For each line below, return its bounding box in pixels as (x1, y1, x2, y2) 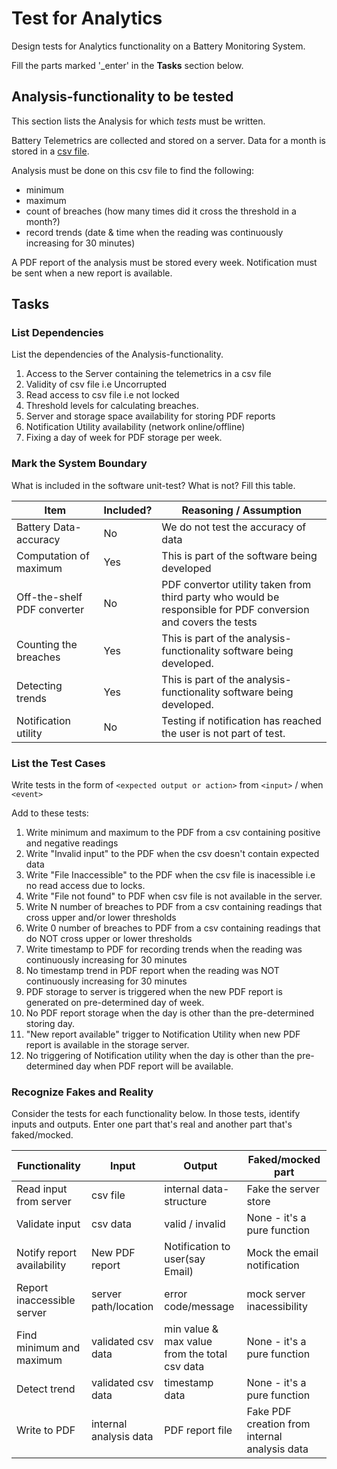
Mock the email (246, 1246, 319, 1260)
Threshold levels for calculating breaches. (25, 400, 199, 412)
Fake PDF (246, 1405, 292, 1419)
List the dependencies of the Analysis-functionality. (11, 348, 224, 361)
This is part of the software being (161, 548, 318, 562)
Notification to (164, 1240, 231, 1254)
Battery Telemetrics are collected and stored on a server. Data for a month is (11, 134, 326, 146)
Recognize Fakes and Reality (11, 1085, 154, 1099)
